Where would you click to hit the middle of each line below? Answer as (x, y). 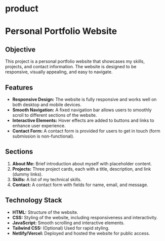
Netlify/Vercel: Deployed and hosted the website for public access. (81, 233)
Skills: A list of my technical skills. (47, 179)
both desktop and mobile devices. (47, 105)
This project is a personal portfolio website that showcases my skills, (75, 61)
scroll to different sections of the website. (55, 115)
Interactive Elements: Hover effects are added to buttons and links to (83, 120)
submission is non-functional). (43, 136)
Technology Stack (34, 200)
